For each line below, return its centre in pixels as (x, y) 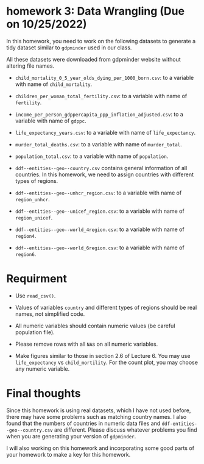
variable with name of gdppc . (51, 121)
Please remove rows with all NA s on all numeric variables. (86, 344)
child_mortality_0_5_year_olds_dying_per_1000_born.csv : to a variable (104, 77)
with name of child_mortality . (54, 84)
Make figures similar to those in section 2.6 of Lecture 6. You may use (103, 355)
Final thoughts (44, 394)
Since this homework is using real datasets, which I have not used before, (99, 410)
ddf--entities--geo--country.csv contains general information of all (101, 168)
